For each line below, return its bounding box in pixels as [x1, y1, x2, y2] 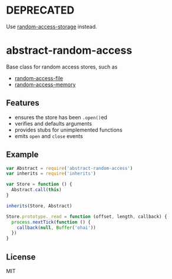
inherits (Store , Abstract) [6, 203, 72, 209]
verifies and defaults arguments [14, 120, 92, 127]
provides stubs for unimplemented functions [14, 126, 123, 133]
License [6, 252, 36, 262]
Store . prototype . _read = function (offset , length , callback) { [6, 214, 167, 219]
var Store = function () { [6, 181, 72, 188]
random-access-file [14, 74, 64, 81]
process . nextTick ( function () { [11, 219, 91, 225]
